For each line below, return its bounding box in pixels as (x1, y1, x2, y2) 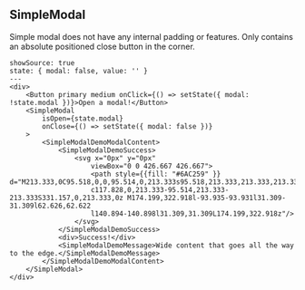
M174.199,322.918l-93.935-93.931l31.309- (126, 193, 286, 202)
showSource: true (9, 58, 75, 67)
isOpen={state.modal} (42, 113, 124, 123)
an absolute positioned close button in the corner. (9, 41, 195, 52)
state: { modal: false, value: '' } (9, 66, 148, 75)
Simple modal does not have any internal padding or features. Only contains (9, 31, 293, 42)
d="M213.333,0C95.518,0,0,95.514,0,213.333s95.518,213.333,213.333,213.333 (9, 177, 302, 187)
